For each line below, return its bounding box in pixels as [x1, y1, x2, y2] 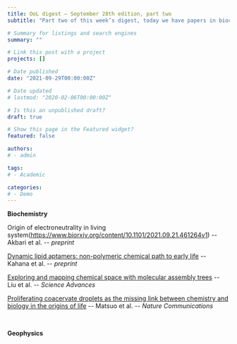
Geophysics [7, 329, 44, 338]
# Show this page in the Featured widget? [7, 126, 134, 133]
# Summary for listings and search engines [7, 30, 138, 37]
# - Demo [7, 190, 33, 197]
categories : [7, 184, 42, 191]
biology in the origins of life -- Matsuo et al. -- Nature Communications [7, 302, 214, 310]
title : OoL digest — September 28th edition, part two [7, 10, 172, 18]
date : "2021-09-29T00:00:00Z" [7, 75, 97, 82]
